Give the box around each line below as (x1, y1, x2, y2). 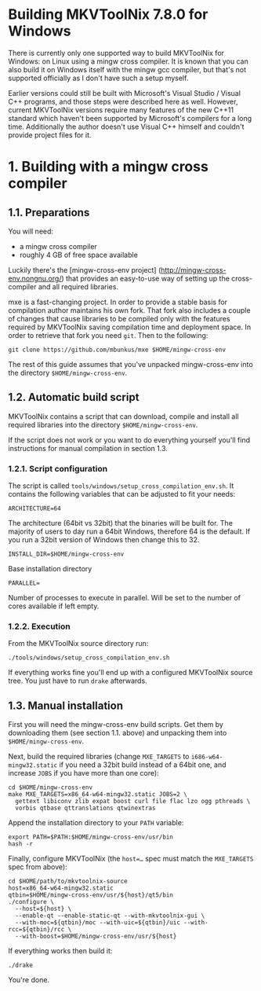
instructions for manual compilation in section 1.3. (8, 443, 169, 453)
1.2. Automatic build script (8, 391, 140, 404)
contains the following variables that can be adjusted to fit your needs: (8, 490, 236, 499)
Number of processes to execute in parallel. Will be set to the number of (8, 593, 241, 603)
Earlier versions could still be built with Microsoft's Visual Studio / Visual (8, 88, 241, 97)
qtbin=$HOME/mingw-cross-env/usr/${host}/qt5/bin (8, 891, 174, 899)
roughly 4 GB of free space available (19, 250, 139, 259)
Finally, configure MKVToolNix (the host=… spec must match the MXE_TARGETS (8, 854, 254, 864)
